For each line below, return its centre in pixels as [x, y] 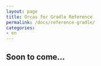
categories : [20, 28]
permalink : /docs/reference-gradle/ [50, 22]
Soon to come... [36, 57]
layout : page [22, 11]
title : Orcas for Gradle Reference [49, 17]
